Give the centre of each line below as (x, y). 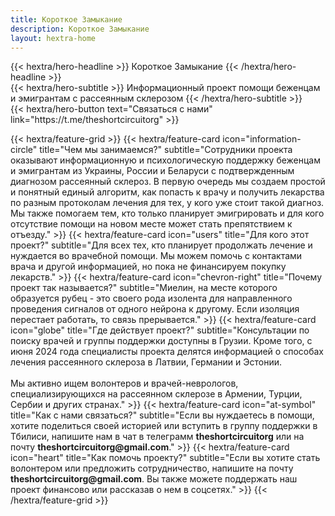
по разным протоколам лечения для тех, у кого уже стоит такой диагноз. (167, 203)
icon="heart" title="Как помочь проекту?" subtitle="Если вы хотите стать (165, 458)
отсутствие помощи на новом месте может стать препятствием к (151, 224)
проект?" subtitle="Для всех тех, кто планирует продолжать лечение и (161, 245)
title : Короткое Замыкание (66, 19)
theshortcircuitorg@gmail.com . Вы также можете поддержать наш (154, 479)
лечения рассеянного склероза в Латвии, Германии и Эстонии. (146, 362)
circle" (24, 150)
